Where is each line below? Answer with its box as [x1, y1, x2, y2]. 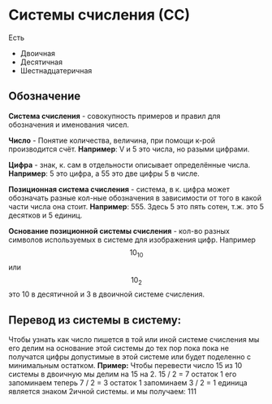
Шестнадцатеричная [19, 65, 93, 75]
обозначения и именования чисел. [8, 120, 130, 130]
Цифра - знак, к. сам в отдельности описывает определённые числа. [8, 160, 251, 169]
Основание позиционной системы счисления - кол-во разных [8, 226, 230, 235]
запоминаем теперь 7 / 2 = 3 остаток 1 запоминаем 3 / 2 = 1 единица [8, 378, 248, 388]
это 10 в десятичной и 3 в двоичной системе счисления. [8, 289, 205, 299]
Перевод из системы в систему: [8, 313, 182, 327]
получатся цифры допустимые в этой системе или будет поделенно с [8, 352, 252, 362]
